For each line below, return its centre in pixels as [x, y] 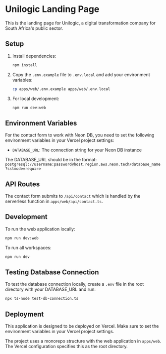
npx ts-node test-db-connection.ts [42, 299]
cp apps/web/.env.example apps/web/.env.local [61, 89]
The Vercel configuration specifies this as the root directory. [66, 347]
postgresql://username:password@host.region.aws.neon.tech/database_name [83, 165]
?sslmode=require [23, 169]
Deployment [25, 314]
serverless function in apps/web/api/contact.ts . [54, 201]
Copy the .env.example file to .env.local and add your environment [81, 74]
